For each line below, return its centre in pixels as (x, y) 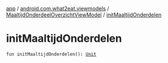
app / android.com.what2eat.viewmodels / (58, 9)
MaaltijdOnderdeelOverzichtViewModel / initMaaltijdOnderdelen (84, 15)
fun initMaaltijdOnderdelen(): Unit (51, 54)
